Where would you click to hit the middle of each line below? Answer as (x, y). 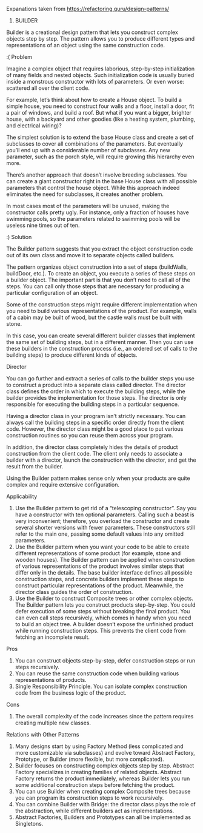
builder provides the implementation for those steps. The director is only (96, 398)
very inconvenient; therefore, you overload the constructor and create (102, 521)
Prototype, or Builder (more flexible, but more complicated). (90, 759)
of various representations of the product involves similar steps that (99, 566)
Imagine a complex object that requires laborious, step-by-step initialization (101, 69)
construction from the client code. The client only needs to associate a (95, 454)
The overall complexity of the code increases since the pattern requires (104, 716)
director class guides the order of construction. (74, 592)
